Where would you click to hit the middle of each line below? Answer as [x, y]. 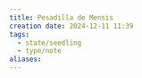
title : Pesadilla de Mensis [62, 17]
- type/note [40, 51]
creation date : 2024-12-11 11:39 [71, 26]
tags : [19, 34]
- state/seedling [50, 43]
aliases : [25, 59]
